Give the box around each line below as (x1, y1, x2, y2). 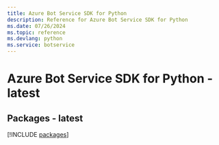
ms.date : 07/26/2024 (7, 22, 66, 29)
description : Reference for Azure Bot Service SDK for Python (7, 16, 188, 23)
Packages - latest (7, 112, 83, 124)
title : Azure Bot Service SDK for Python (7, 10, 127, 17)
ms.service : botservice (7, 42, 75, 48)
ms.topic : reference (7, 29, 66, 36)
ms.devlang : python (7, 35, 63, 42)
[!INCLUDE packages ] (7, 131, 69, 138)
